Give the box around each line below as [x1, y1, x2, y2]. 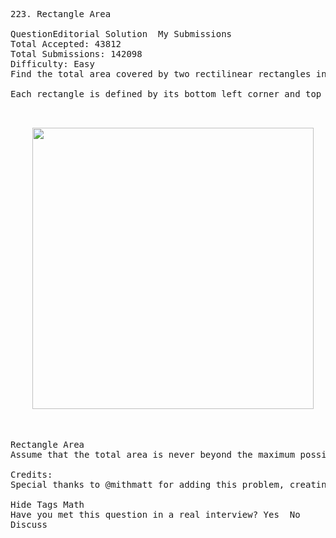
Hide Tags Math [10, 499, 85, 510]
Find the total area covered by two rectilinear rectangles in [10, 69, 327, 79]
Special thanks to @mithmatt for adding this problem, [10, 479, 285, 490]
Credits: [10, 469, 53, 480]
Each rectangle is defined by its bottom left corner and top [10, 89, 322, 99]
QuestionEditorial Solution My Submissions [10, 29, 233, 39]
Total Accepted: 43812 [10, 39, 122, 49]
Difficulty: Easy [10, 59, 95, 69]
